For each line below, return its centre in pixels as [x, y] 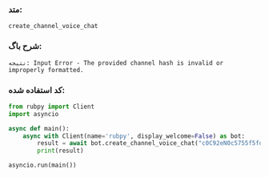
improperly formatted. [46, 70]
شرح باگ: [25, 46]
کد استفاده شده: [37, 90]
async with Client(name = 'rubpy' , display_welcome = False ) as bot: [134, 136]
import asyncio [34, 114]
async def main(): [39, 128]
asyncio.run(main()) [43, 165]
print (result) [60, 151]
